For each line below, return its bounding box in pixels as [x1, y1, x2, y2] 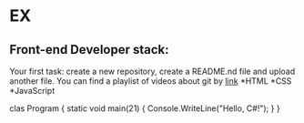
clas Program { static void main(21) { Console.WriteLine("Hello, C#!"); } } [9, 103, 280, 114]
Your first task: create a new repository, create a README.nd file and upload [9, 66, 296, 77]
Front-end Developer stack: [9, 42, 170, 57]
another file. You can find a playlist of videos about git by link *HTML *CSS [9, 76, 292, 87]
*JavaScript [9, 86, 56, 96]
